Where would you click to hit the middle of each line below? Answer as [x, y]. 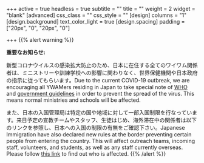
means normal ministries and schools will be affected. [73, 100]
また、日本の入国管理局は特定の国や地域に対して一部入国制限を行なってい [99, 112]
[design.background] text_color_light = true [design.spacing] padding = [96, 22]
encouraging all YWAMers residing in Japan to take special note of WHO [97, 87]
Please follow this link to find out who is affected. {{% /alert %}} [86, 154]
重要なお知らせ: [26, 52]
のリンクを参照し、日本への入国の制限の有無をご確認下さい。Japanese [96, 128]
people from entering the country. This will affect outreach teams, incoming [101, 141]
